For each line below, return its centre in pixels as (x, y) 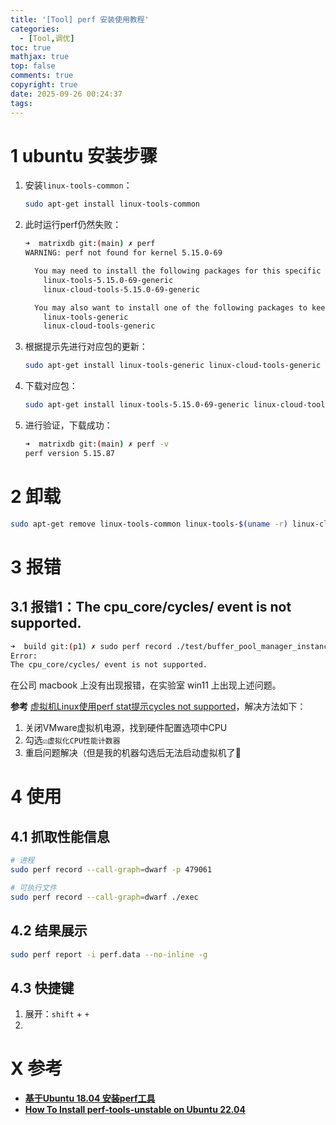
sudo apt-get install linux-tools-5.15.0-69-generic (137, 405)
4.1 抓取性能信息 (60, 836)
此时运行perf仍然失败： (73, 225)
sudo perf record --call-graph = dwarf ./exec (104, 897)
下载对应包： (51, 386)
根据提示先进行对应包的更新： (86, 347)
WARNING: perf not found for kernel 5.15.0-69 (123, 253)
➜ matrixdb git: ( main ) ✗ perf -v (96, 444)
